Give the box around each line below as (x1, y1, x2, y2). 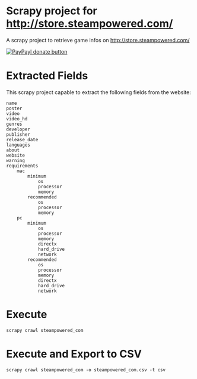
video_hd (6, 116, 28, 122)
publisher (6, 131, 31, 138)
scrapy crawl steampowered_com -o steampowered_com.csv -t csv (6, 366, 166, 373)
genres (6, 121, 23, 127)
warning (6, 157, 26, 163)
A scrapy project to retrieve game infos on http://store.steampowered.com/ (6, 36, 190, 44)
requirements (6, 163, 39, 169)
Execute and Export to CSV (6, 347, 142, 361)
